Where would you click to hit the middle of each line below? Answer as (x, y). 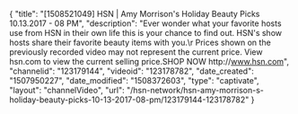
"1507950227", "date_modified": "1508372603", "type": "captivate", (134, 80)
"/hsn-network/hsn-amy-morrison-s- (195, 90)
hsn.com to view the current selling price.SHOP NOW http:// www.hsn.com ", (149, 61)
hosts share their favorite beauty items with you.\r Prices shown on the (140, 42)
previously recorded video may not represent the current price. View (136, 52)
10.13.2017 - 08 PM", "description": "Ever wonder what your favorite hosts (145, 23)
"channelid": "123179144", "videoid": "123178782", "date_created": (131, 71)
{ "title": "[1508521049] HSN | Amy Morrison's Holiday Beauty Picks (135, 14)
